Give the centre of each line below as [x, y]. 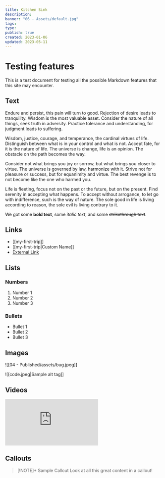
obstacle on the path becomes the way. [45, 154]
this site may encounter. [30, 85]
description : [19, 14]
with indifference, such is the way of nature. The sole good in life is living [80, 199]
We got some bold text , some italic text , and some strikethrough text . [76, 214]
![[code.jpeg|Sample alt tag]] [35, 375]
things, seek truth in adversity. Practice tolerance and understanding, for [79, 123]
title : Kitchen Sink [27, 10]
